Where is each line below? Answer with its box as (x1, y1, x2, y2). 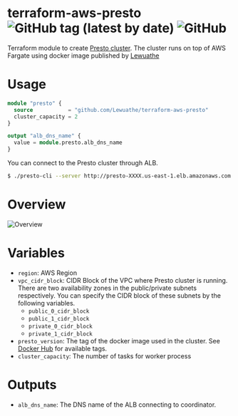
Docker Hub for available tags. (17, 344, 108, 353)
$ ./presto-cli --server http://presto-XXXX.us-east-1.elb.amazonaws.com (7, 172, 232, 180)
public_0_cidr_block (28, 308, 90, 315)
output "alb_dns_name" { (7, 132, 81, 140)
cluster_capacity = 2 (14, 113, 78, 120)
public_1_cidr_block (28, 315, 90, 322)
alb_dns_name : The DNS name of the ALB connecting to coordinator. (17, 400, 217, 409)
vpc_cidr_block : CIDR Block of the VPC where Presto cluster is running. (17, 276, 228, 284)
